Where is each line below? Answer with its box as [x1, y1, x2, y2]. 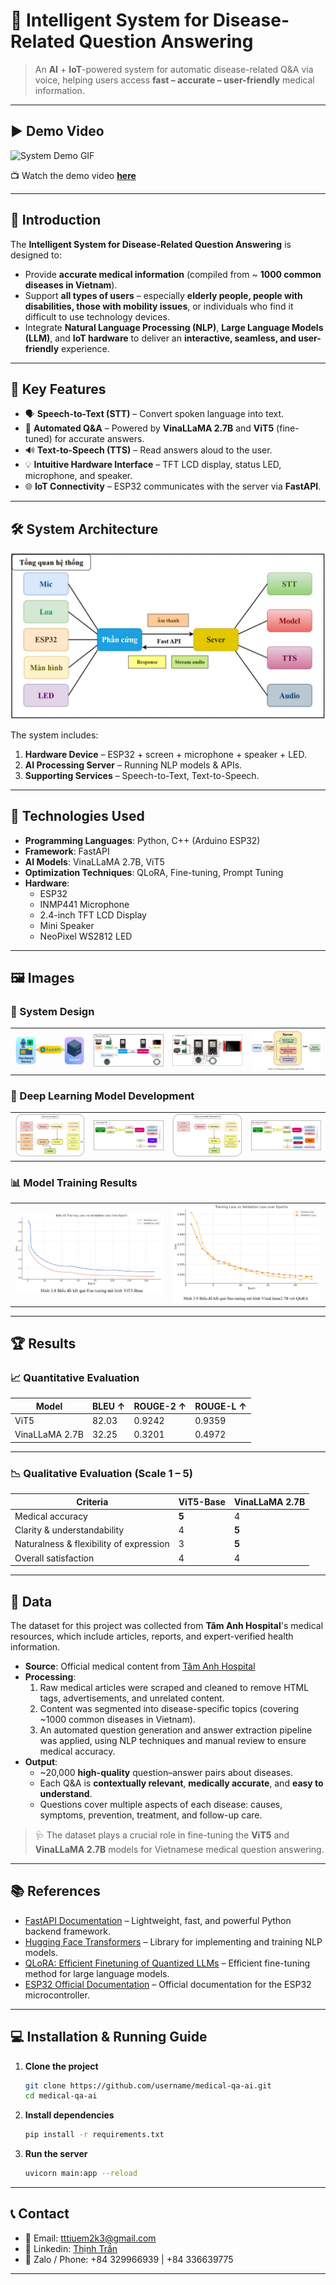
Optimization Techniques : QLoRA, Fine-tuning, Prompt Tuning [24, 866, 284, 878]
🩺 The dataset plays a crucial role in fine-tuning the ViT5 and [34, 1829, 290, 1841]
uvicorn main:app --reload [24, 2169, 138, 2179]
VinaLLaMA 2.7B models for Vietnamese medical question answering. [34, 1843, 325, 1855]
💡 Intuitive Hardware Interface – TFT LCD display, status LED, [24, 459, 282, 471]
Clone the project [24, 2060, 99, 2072]
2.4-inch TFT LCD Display [39, 909, 147, 921]
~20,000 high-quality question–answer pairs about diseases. [39, 1766, 294, 1778]
